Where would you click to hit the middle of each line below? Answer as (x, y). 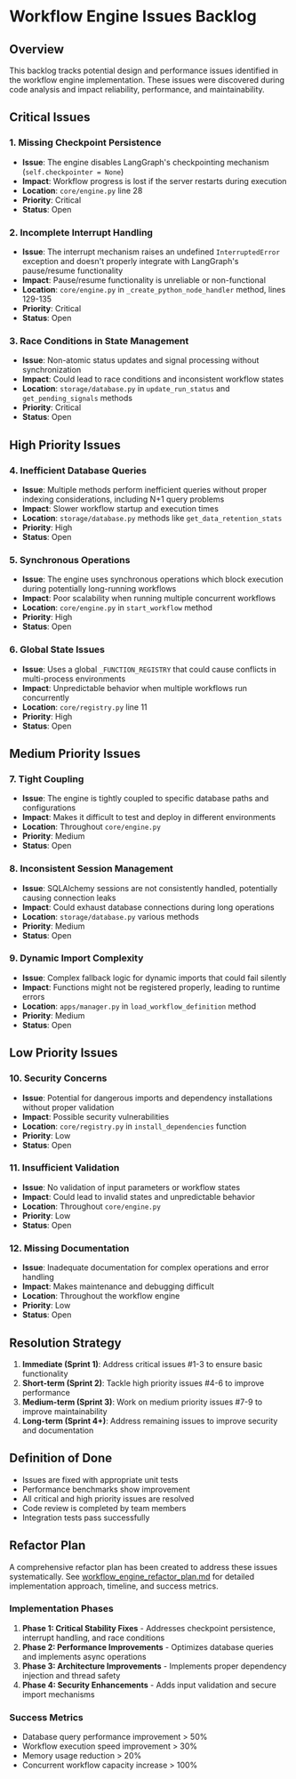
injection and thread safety (71, 1675)
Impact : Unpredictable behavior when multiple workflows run (134, 688)
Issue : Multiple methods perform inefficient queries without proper (144, 489)
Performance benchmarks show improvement (106, 1489)
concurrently (45, 697)
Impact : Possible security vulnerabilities (96, 1116)
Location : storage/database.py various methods (111, 916)
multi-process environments (74, 679)
